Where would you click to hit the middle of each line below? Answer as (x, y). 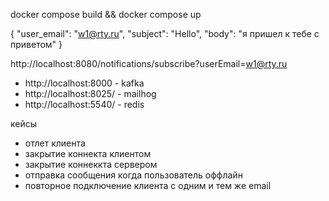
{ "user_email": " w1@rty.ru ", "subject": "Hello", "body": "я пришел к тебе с (165, 33)
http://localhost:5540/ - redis (84, 104)
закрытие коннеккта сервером (91, 164)
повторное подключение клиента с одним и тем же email (148, 185)
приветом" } (36, 44)
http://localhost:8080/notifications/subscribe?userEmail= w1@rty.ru (149, 63)
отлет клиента (55, 143)
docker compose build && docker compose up (106, 14)
